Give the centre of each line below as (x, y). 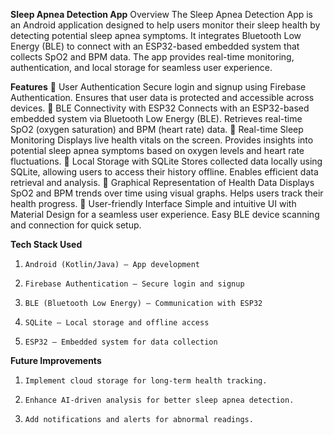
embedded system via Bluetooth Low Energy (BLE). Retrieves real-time (156, 118)
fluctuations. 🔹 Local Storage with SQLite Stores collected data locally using (166, 161)
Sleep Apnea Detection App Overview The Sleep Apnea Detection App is (161, 14)
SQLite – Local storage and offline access (117, 323)
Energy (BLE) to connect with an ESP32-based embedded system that (155, 46)
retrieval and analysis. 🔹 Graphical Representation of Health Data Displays (162, 182)
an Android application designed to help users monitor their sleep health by (165, 25)
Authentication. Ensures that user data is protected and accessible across (162, 97)
